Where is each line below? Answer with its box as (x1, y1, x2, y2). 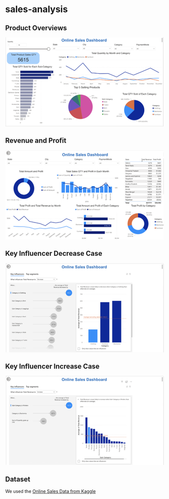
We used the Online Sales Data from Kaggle (5, 488, 96, 494)
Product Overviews (5, 24, 67, 32)
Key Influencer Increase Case (5, 362, 100, 371)
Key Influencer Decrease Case (5, 249, 103, 258)
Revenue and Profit (5, 136, 66, 145)
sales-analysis (5, 4, 68, 15)
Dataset (5, 475, 31, 483)
